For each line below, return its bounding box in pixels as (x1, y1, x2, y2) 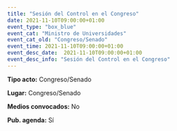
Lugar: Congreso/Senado (7, 88, 81, 97)
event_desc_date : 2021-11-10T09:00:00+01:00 (7, 50, 142, 57)
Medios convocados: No (7, 102, 80, 111)
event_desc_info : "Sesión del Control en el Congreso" (7, 56, 171, 63)
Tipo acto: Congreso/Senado (7, 75, 92, 83)
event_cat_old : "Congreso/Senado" (7, 36, 108, 43)
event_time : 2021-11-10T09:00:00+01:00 (7, 43, 124, 50)
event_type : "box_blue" (7, 23, 77, 30)
